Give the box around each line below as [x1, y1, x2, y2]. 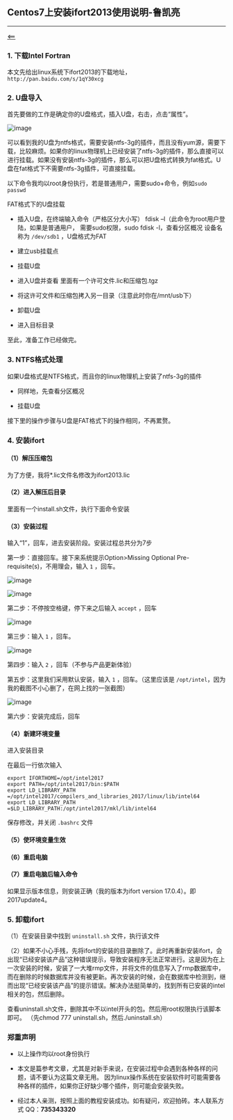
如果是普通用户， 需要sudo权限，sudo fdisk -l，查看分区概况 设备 [29, 223, 217, 232]
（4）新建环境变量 [7, 729, 60, 737]
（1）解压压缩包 [7, 454, 53, 463]
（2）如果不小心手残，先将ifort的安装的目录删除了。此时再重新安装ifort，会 [7, 947, 223, 955]
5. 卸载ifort [7, 914, 44, 924]
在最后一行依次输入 [7, 761, 62, 769]
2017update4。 [7, 895, 51, 904]
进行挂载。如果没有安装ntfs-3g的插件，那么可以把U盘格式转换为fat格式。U [7, 156, 221, 164]
